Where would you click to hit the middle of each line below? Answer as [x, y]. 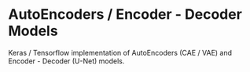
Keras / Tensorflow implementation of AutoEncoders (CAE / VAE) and [120, 52]
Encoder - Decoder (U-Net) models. [66, 61]
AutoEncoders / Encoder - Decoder [125, 14]
